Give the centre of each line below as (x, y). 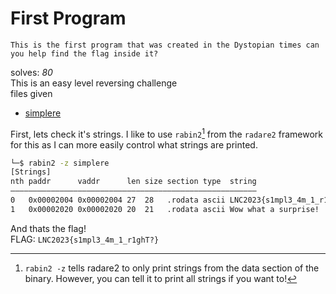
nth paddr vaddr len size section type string (133, 182)
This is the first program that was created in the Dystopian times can (165, 45)
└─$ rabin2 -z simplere (60, 163)
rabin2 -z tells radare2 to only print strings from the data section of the (172, 268)
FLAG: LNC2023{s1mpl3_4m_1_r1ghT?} (85, 239)
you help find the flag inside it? (84, 53)
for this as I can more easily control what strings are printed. (134, 144)
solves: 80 (31, 72)
